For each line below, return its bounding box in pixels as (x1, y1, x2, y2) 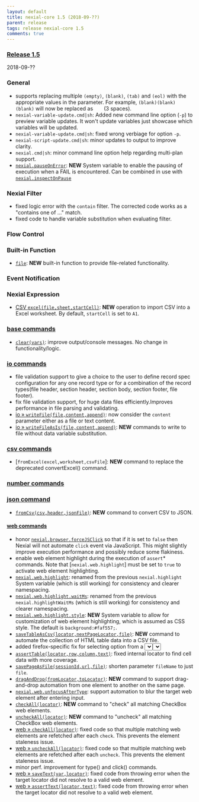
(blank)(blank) (138, 99, 176, 106)
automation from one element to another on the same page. (40, 681, 185, 689)
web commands (7, 522, 47, 529)
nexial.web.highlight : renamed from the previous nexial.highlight (15, 573, 182, 580)
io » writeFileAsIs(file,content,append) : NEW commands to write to (15, 424, 187, 431)
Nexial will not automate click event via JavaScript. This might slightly (15, 542, 187, 549)
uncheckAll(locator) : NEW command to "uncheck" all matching (15, 713, 172, 720)
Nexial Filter (7, 189, 42, 197)
